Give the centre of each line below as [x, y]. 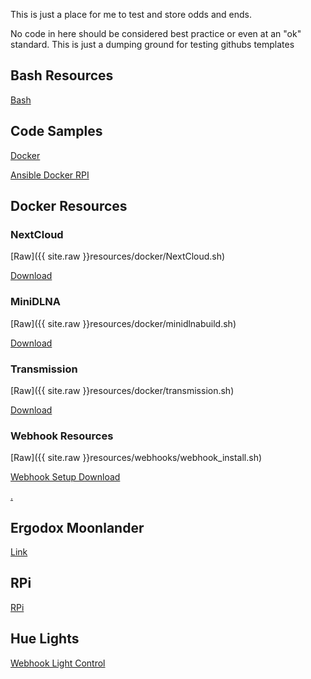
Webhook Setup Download [65, 477]
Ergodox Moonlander [77, 527]
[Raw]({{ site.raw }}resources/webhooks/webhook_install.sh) [136, 458]
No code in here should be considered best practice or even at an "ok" [156, 33]
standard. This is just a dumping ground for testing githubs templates [152, 44]
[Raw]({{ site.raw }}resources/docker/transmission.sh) [122, 390]
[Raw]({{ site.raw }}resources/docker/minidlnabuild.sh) [123, 323]
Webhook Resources [62, 436]
